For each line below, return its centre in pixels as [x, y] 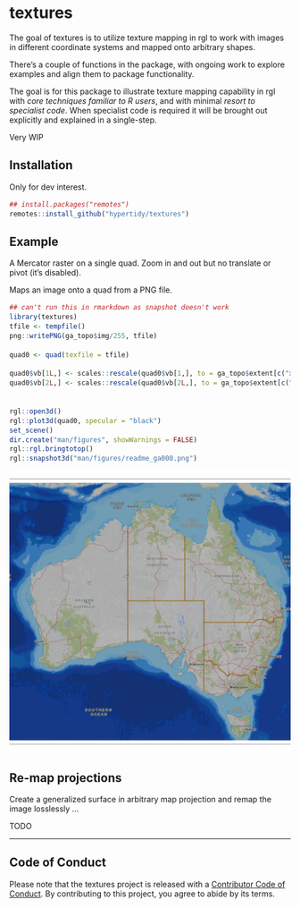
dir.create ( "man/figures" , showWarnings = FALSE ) [104, 440]
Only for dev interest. [48, 187]
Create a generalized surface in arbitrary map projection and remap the [141, 799]
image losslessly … [44, 809]
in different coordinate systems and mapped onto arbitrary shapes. [133, 47]
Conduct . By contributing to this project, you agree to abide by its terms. [142, 894]
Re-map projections [66, 778]
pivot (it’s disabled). [46, 273]
